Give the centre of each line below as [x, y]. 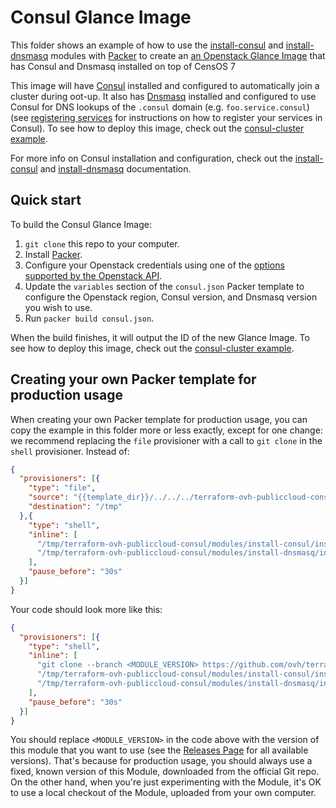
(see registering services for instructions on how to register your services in [166, 117]
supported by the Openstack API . [93, 275]
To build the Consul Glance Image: [81, 224]
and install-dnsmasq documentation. [115, 168]
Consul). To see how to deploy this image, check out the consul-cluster [157, 128]
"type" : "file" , [62, 488]
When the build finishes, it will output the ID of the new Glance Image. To [160, 337]
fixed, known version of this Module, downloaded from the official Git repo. [165, 772]
